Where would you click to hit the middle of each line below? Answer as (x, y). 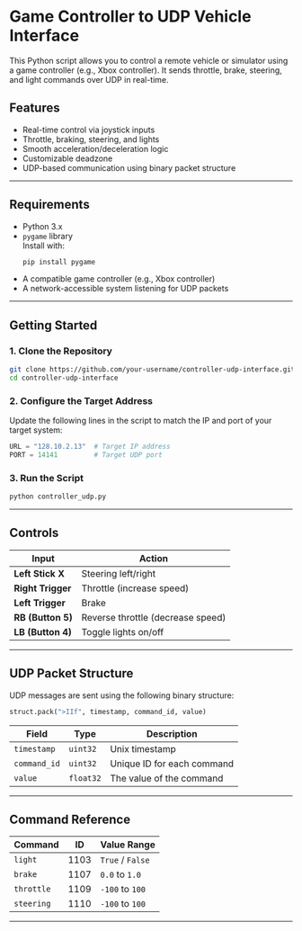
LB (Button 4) (43, 631)
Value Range (128, 845)
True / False (125, 860)
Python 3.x (42, 226)
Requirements (49, 205)
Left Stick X (39, 573)
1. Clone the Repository (61, 351)
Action (154, 558)
